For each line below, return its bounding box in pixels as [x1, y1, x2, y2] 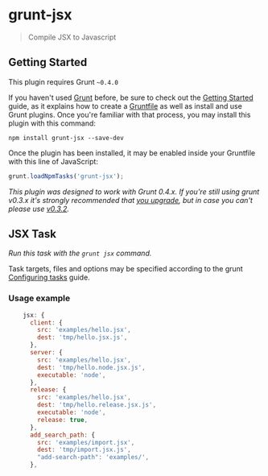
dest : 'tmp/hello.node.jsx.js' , [37, 363, 146, 371]
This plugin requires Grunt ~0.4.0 [8, 77, 119, 86]
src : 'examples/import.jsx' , [37, 438, 135, 446]
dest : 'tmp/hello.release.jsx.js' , [37, 401, 157, 409]
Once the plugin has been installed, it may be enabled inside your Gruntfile [8, 147, 256, 158]
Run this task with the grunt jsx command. [8, 248, 152, 259]
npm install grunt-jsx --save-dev [8, 134, 125, 142]
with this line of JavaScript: [8, 156, 99, 166]
